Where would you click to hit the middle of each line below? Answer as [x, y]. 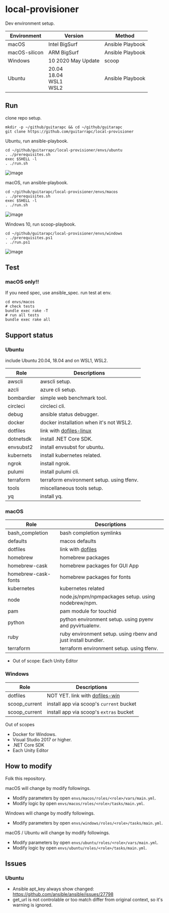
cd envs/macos [20, 302]
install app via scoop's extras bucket [91, 712]
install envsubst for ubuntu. [72, 447]
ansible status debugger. [69, 414]
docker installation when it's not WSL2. [86, 422]
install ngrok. [55, 464]
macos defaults [78, 541]
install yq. [51, 497]
